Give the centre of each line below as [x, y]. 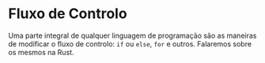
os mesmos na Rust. [41, 52]
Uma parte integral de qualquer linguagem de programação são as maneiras [132, 35]
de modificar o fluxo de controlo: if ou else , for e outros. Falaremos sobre [130, 43]
